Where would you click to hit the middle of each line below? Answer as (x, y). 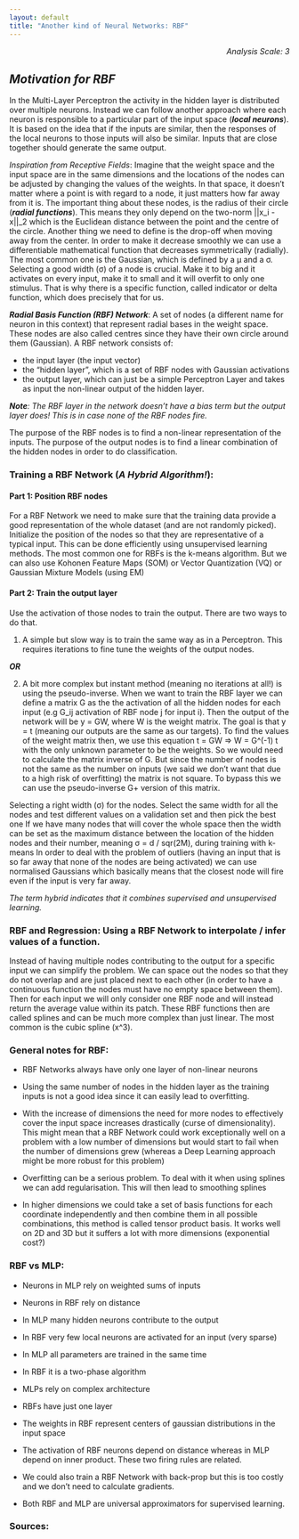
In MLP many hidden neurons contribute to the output (120, 1320)
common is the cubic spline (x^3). (71, 1027)
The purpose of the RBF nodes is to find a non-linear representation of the (145, 433)
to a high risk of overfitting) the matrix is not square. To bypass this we (152, 778)
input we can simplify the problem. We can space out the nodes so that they (149, 970)
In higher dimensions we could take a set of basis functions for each (147, 1205)
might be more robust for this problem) (93, 1161)
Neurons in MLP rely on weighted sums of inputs (111, 1285)
